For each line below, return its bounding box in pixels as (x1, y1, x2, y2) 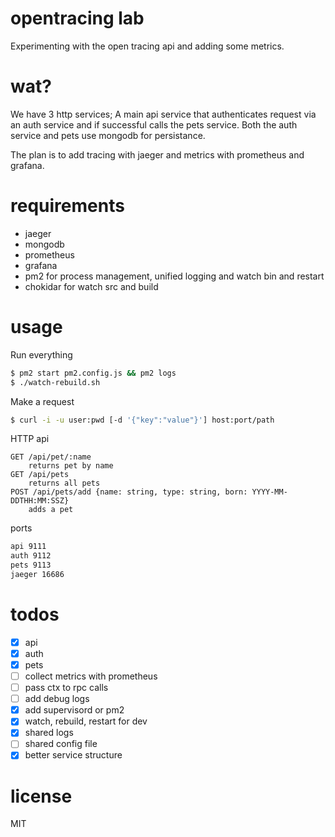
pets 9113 (10, 560, 52, 571)
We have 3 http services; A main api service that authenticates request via (10, 108, 317, 120)
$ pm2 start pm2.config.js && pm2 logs (10, 368, 177, 378)
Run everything (10, 348, 73, 361)
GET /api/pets (10, 470, 70, 480)
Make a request (10, 395, 75, 407)
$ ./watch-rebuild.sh (10, 377, 101, 387)
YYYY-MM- (251, 487, 288, 497)
